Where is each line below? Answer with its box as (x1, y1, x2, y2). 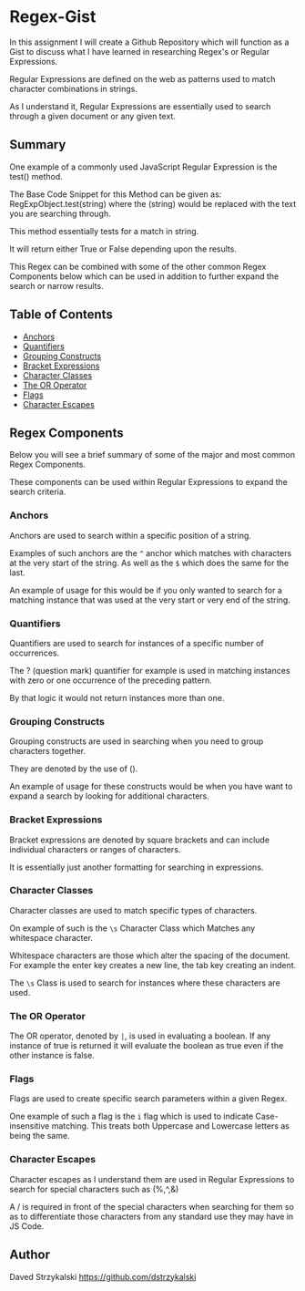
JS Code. (9, 1220, 45, 1232)
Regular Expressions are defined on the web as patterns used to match (9, 73, 276, 84)
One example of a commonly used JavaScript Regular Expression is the (9, 161, 278, 172)
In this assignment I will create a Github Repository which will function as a (9, 36, 290, 47)
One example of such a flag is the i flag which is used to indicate (9, 1110, 254, 1122)
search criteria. (9, 486, 66, 498)
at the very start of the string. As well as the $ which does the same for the (9, 557, 290, 568)
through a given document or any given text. (9, 110, 176, 121)
